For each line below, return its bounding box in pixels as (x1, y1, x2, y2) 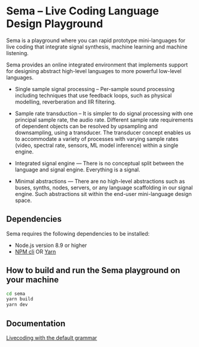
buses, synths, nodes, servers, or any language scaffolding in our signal (14, 184, 193, 191)
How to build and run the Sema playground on (6, 265, 180, 276)
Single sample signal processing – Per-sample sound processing (14, 85, 175, 92)
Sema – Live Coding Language (6, 4, 159, 18)
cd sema (6, 291, 26, 297)
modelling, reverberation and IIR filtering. (14, 98, 116, 105)
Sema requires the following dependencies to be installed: (6, 230, 150, 237)
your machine (6, 274, 59, 285)
